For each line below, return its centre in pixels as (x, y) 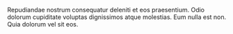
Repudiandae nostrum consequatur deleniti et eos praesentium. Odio (106, 10)
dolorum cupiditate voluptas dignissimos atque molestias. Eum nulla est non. (117, 17)
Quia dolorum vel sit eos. (43, 24)
